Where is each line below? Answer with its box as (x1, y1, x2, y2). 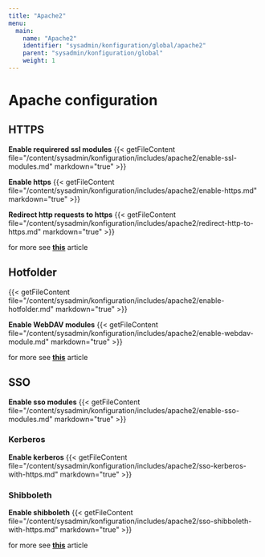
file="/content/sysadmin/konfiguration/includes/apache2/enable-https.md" (8, 186, 258, 195)
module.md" (8, 337, 50, 346)
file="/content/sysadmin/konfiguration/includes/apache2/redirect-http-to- (8, 218, 255, 227)
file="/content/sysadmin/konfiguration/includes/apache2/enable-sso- (8, 405, 239, 415)
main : (15, 27, 35, 35)
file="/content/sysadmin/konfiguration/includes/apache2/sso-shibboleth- (8, 516, 252, 526)
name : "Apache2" (22, 34, 78, 43)
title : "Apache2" (8, 11, 67, 20)
